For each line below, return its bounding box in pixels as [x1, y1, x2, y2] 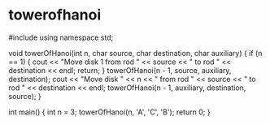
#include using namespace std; [8, 32, 114, 42]
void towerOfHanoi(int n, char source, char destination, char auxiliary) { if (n [8, 48, 263, 58]
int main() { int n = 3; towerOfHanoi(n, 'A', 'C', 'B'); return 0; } [8, 107, 211, 117]
